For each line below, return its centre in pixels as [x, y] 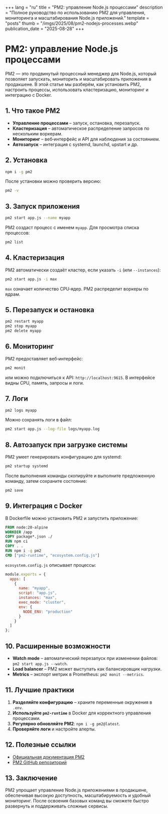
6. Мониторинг [30, 347]
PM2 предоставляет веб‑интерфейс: [44, 358]
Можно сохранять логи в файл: [39, 420]
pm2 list [14, 242]
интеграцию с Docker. [29, 95]
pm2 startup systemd [27, 466]
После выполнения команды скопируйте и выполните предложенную [80, 476]
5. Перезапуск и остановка [50, 310]
